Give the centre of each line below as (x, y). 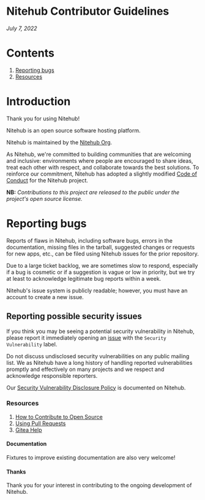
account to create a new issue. (45, 297)
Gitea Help (28, 430)
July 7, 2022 (22, 28)
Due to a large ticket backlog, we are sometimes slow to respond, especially (102, 265)
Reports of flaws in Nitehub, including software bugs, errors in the (90, 240)
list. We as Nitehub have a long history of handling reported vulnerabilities (99, 362)
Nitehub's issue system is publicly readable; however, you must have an (97, 291)
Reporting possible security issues (74, 317)
